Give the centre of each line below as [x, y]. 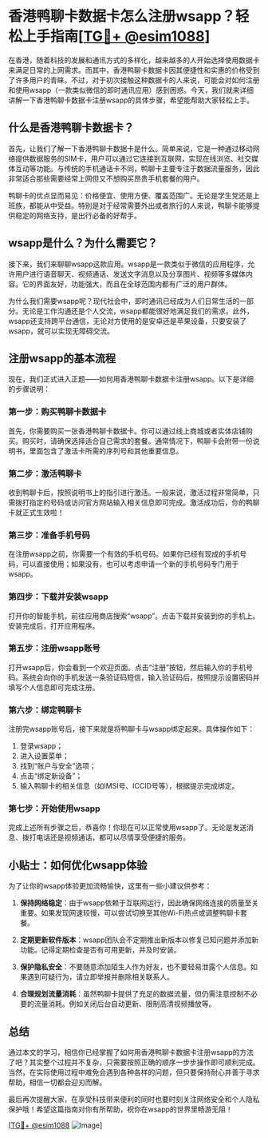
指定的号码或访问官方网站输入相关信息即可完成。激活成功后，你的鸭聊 [144, 502]
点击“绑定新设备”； [51, 776]
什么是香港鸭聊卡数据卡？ [71, 128]
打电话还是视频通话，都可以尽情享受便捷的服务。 [109, 837]
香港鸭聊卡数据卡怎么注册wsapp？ [122, 16]
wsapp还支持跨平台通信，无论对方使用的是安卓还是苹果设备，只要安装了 [128, 321]
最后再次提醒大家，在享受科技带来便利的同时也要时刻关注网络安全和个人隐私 [134, 1100]
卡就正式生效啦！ [36, 512]
